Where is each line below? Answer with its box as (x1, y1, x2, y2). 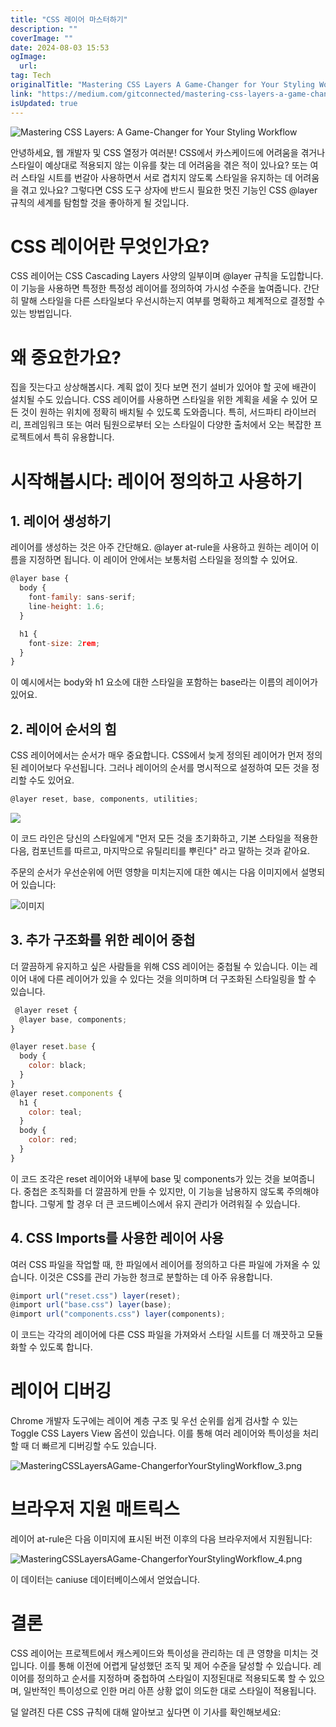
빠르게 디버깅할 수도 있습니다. (41, 1440, 157, 1452)
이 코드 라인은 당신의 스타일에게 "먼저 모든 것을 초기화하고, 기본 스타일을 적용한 (10, 832, 318, 844)
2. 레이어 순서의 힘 (10, 721, 117, 738)
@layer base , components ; (19, 1014, 128, 1025)
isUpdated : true (10, 98, 78, 108)
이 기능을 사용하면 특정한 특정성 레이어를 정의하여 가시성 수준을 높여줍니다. (10, 282, 302, 295)
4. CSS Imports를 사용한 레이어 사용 (10, 1230, 225, 1247)
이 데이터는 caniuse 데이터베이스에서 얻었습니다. (10, 1574, 201, 1586)
